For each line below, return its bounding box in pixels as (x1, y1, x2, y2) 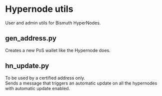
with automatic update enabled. (5, 85, 70, 91)
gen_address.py (5, 34, 57, 43)
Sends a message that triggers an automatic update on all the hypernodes (5, 80, 158, 86)
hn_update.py (5, 62, 49, 70)
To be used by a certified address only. (5, 75, 86, 81)
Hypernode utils (5, 3, 74, 15)
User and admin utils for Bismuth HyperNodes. (5, 20, 101, 26)
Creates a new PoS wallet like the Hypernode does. (5, 47, 111, 53)
